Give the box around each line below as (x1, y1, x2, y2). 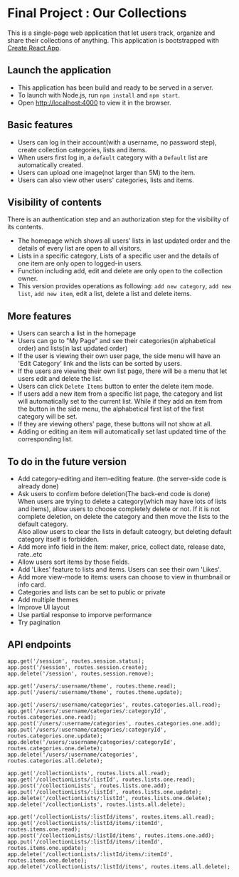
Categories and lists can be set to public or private (17, 588, 166, 596)
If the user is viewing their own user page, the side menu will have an (17, 352, 221, 360)
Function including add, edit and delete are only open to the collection (17, 267, 223, 275)
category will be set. (17, 412, 78, 421)
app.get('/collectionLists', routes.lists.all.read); (7, 770, 171, 777)
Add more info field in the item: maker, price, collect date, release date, (17, 542, 226, 551)
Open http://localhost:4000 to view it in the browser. (17, 98, 171, 107)
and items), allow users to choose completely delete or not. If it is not (17, 505, 221, 513)
